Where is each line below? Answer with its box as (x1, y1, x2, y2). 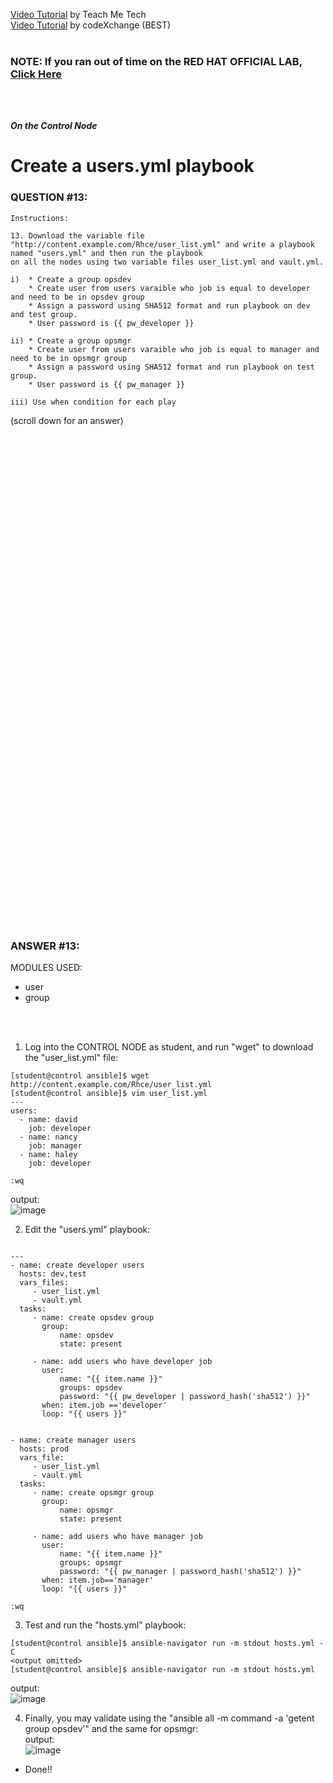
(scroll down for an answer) (10, 414, 124, 426)
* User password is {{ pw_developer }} (28, 318, 195, 328)
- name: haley (19, 1150, 78, 1160)
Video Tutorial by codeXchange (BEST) (10, 19, 172, 31)
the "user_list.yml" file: (24, 1052, 119, 1064)
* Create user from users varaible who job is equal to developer (28, 283, 311, 293)
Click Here (10, 67, 62, 81)
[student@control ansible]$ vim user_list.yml (10, 1089, 208, 1099)
